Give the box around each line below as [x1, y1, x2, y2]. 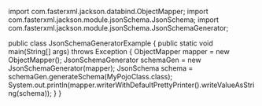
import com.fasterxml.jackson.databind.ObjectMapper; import [8, 7, 208, 16]
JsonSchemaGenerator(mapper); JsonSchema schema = [8, 64, 194, 73]
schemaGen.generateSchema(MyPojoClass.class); [8, 72, 173, 81]
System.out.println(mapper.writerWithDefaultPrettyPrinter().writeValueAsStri [8, 80, 255, 90]
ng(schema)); [8, 89, 53, 97]
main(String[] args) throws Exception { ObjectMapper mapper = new [8, 47, 230, 56]
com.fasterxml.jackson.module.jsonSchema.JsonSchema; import [8, 15, 219, 24]
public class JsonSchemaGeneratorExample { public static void [8, 38, 214, 48]
